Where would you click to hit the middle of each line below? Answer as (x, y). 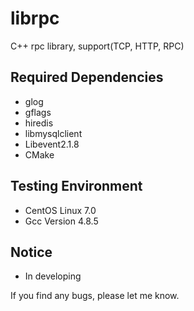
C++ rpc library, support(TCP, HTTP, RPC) (97, 46)
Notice (31, 252)
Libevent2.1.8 (52, 144)
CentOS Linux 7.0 (60, 210)
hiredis (39, 123)
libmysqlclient (53, 133)
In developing (53, 276)
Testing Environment (76, 186)
